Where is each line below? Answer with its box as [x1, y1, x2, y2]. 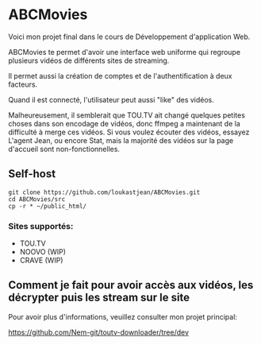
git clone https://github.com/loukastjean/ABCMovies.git [8, 188, 201, 196]
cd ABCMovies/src [8, 195, 66, 204]
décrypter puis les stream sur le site [8, 291, 190, 304]
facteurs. [8, 79, 38, 89]
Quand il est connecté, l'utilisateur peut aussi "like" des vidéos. [8, 95, 214, 104]
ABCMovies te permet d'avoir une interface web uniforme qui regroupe [8, 47, 240, 56]
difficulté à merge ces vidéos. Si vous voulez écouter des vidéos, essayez [8, 127, 250, 137]
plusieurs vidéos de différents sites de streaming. [8, 56, 170, 65]
